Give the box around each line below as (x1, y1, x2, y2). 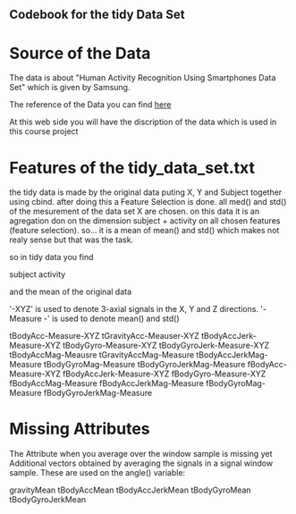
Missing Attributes (9, 419, 150, 439)
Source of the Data (9, 43, 151, 63)
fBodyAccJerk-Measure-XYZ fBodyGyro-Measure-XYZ (62, 368, 266, 379)
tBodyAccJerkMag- (196, 350, 268, 360)
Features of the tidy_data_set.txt (9, 157, 255, 178)
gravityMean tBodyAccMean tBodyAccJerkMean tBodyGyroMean (9, 485, 252, 495)
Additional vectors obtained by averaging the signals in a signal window (9, 458, 274, 468)
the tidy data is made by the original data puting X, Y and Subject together (9, 187, 283, 198)
